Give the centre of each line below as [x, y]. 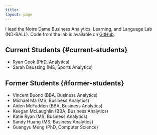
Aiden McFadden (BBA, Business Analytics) [57, 106]
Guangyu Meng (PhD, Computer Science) [55, 127]
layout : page [19, 15]
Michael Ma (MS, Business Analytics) [51, 100]
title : [12, 10]
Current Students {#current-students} [66, 50]
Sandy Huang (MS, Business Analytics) [53, 122]
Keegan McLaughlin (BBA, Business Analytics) [60, 111]
